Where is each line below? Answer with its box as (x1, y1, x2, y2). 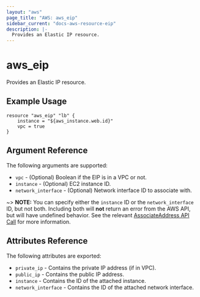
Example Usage (6, 96, 67, 107)
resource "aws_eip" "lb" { (6, 112, 75, 118)
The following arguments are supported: (6, 161, 108, 169)
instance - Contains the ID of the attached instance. (15, 277, 146, 284)
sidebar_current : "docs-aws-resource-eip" (6, 20, 116, 26)
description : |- (6, 26, 48, 33)
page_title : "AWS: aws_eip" (6, 15, 78, 21)
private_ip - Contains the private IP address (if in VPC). (15, 264, 157, 271)
